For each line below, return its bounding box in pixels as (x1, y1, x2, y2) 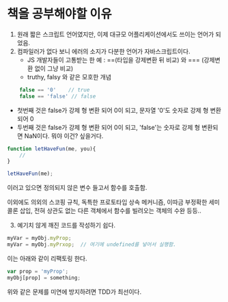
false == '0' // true (19, 86, 90, 93)
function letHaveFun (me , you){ (7, 145, 96, 152)
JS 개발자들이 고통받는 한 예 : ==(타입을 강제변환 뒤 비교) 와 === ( (27, 55, 204, 64)
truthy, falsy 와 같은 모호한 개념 (27, 72, 111, 81)
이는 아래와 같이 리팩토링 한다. (7, 254, 87, 262)
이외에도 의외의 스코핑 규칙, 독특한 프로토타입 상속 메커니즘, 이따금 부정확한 (7, 198, 208, 206)
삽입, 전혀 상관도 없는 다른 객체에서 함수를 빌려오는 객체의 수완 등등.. (19, 206, 201, 215)
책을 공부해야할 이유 (7, 6, 113, 22)
